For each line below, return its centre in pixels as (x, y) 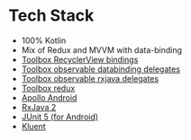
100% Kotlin (44, 40)
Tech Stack (51, 16)
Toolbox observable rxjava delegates (90, 78)
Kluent (33, 126)
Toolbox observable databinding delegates (101, 69)
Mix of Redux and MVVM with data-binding (101, 49)
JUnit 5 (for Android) (60, 117)
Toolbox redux (48, 88)
